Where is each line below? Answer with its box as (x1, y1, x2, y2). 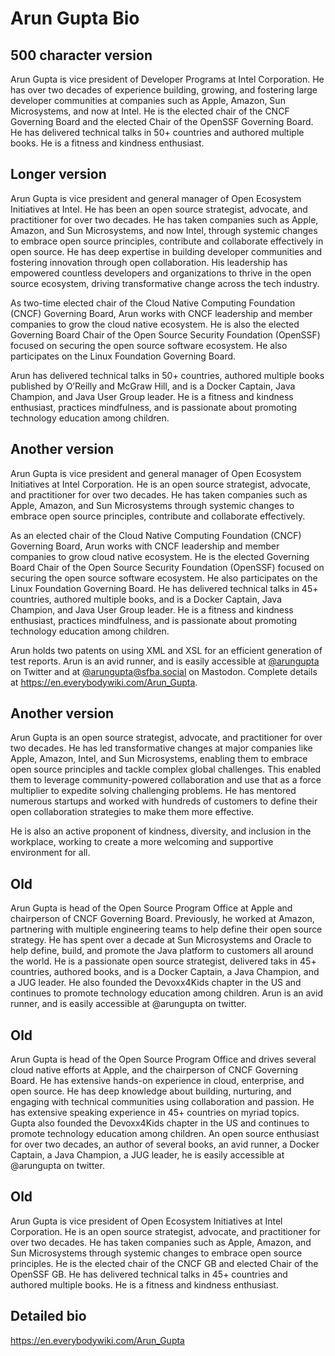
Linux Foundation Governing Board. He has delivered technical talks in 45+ (10, 582, 319, 594)
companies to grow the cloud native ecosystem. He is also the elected (10, 318, 300, 330)
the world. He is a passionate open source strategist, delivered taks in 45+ (10, 955, 317, 967)
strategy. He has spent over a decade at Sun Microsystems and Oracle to (10, 934, 312, 946)
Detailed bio (10, 1308, 87, 1325)
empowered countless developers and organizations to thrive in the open (10, 267, 312, 279)
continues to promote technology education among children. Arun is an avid (10, 987, 324, 999)
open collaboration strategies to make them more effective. (10, 806, 255, 818)
